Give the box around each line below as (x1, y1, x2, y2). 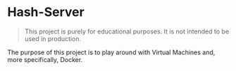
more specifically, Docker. (7, 55, 83, 63)
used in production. (24, 34, 82, 42)
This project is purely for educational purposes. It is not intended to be (24, 27, 230, 35)
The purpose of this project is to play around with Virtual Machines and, (7, 48, 216, 56)
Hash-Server (7, 4, 85, 20)
